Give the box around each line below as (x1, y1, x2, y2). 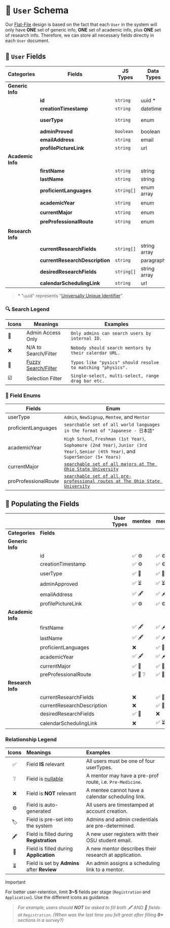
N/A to (26, 344, 42, 351)
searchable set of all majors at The (64, 461, 155, 467)
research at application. (86, 851, 142, 858)
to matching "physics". (70, 365, 128, 371)
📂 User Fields (5, 52, 46, 61)
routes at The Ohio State (98, 478, 160, 484)
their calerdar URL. (70, 350, 120, 356)
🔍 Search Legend (5, 306, 50, 313)
